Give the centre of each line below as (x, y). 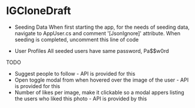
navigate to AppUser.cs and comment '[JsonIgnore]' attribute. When (97, 33)
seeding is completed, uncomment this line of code (77, 39)
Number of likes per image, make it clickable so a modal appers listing (99, 92)
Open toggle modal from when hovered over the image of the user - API (102, 80)
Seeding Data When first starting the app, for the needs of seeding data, (102, 27)
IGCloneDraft (39, 11)
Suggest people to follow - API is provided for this (75, 73)
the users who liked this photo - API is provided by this (81, 99)
